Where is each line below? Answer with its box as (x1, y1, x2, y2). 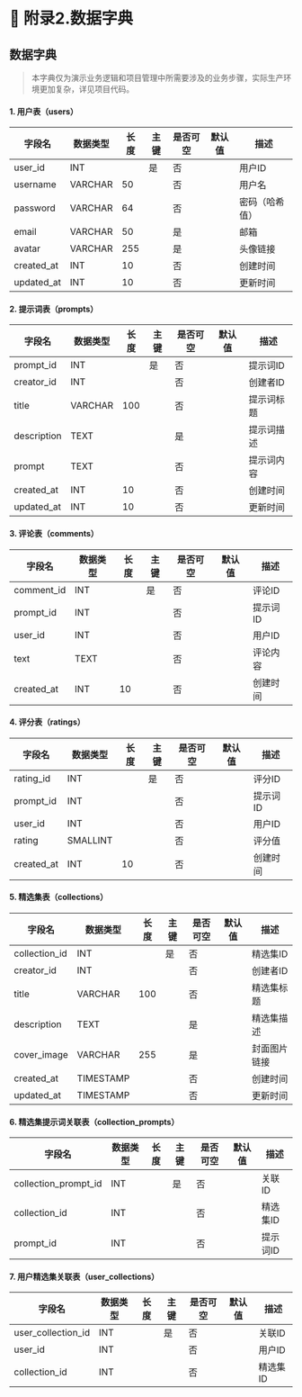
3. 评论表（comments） (9, 528, 99, 538)
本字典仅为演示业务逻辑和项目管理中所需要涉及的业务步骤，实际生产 (31, 73, 284, 83)
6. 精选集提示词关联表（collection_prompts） (9, 1116, 180, 1127)
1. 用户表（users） (9, 105, 79, 117)
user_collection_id (13, 1327, 91, 1339)
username (13, 178, 57, 191)
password (13, 202, 56, 214)
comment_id (13, 583, 67, 596)
